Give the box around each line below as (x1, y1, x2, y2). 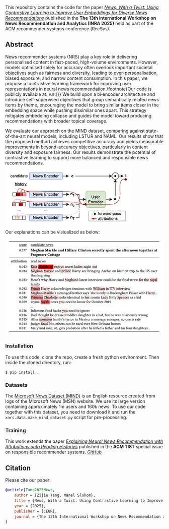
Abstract (5, 40, 34, 49)
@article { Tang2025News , (5, 488, 55, 493)
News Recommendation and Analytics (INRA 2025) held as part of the (5, 20, 153, 26)
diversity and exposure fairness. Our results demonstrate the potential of (5, 149, 156, 155)
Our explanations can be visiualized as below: (5, 229, 100, 235)
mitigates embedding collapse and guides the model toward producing (5, 112, 152, 119)
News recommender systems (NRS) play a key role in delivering (5, 53, 137, 60)
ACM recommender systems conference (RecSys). (5, 26, 111, 32)
